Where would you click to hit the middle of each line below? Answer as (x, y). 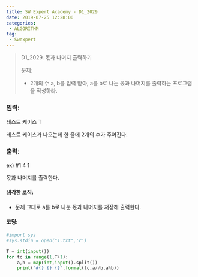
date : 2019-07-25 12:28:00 (40, 17)
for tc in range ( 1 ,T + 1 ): (37, 257)
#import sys (21, 235)
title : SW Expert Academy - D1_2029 (52, 12)
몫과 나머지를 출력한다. (33, 177)
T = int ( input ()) (28, 251)
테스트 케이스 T (24, 122)
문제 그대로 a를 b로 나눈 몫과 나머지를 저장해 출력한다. (78, 207)
